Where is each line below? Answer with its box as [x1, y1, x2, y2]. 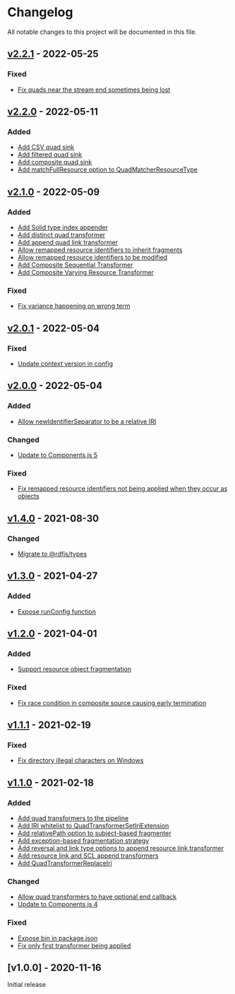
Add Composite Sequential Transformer [17, 261, 133, 269]
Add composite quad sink [17, 158, 92, 167]
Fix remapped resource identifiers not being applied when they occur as [17, 484, 228, 493]
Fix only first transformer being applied [17, 941, 131, 950]
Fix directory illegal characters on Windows [17, 756, 144, 765]
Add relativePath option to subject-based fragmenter [17, 829, 171, 837]
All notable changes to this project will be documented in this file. [7, 28, 198, 36]
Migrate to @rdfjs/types [17, 549, 87, 558]
